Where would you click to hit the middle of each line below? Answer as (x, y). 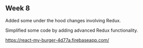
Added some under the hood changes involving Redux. (63, 20)
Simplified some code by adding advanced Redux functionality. (72, 30)
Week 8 (18, 8)
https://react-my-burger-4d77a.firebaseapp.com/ (57, 40)
